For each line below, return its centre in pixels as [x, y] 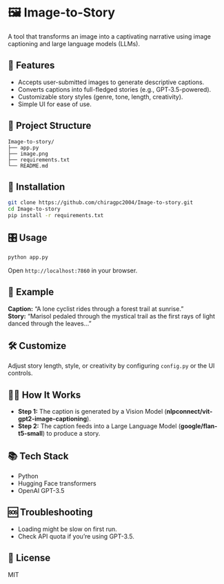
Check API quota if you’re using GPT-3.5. [76, 536]
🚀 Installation [37, 187]
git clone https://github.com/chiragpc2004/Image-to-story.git [101, 203]
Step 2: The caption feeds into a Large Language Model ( [99, 426]
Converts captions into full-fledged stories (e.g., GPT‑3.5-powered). [114, 89]
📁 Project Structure [50, 126]
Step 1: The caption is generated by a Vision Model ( [92, 412]
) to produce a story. [71, 434]
